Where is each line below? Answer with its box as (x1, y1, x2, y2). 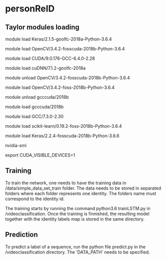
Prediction (5, 231, 38, 239)
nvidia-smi (5, 143, 27, 148)
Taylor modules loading (5, 23, 80, 31)
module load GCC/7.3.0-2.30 (5, 113, 64, 119)
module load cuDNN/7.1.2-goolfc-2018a (5, 65, 86, 71)
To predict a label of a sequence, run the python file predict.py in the (5, 244, 146, 250)
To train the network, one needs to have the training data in (5, 180, 127, 186)
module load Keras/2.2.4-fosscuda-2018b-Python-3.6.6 (5, 133, 120, 139)
